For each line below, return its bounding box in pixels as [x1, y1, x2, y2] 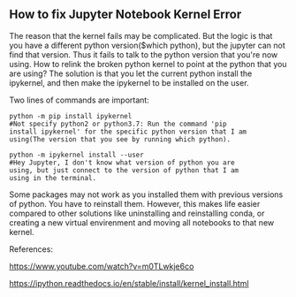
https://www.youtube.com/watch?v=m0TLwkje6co [9, 261, 194, 271]
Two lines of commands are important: [9, 95, 150, 105]
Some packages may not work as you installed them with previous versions [9, 189, 284, 200]
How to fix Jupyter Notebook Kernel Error [9, 7, 242, 22]
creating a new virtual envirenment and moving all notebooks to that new [9, 217, 275, 228]
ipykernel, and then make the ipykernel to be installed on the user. [9, 77, 249, 88]
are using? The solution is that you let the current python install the [9, 68, 253, 79]
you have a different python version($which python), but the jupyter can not [9, 40, 285, 50]
